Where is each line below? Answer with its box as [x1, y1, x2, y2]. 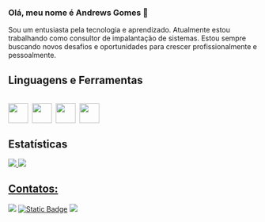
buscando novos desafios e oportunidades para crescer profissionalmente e [8, 42, 258, 52]
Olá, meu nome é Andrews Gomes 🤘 [8, 7, 149, 18]
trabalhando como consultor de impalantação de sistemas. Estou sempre [8, 33, 247, 43]
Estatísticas [8, 137, 68, 151]
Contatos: [8, 182, 59, 196]
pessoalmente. [8, 51, 57, 60]
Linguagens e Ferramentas [8, 73, 144, 86]
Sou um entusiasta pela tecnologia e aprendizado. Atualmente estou [8, 25, 231, 35]
